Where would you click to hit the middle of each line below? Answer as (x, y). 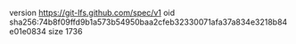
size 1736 (65, 31)
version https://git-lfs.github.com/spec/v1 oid (92, 13)
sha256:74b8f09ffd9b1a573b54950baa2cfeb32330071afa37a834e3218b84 (148, 22)
